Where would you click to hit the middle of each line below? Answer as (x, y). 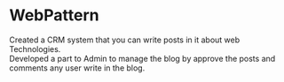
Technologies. (35, 48)
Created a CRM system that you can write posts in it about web (125, 40)
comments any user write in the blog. (77, 68)
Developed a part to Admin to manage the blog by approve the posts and (142, 58)
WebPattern (54, 15)
